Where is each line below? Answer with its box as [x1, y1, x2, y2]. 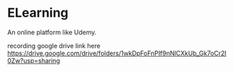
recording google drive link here [7, 41, 101, 50]
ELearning [7, 5, 69, 21]
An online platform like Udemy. [7, 28, 97, 36]
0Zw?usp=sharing [7, 56, 60, 64]
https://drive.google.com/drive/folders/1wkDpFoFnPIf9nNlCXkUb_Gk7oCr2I [7, 49, 227, 57]
